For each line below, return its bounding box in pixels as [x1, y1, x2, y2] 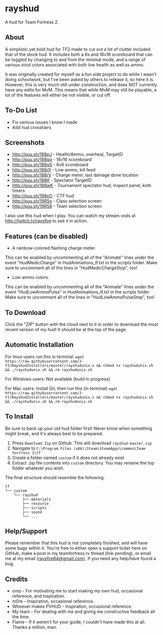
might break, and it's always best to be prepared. [5, 430, 104, 436]
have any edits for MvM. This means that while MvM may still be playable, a [5, 86, 157, 93]
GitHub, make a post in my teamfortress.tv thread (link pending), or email [5, 550, 152, 556]
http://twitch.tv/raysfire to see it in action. [5, 218, 88, 224]
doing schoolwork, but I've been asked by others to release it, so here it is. [5, 76, 155, 82]
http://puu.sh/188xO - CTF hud [12, 193, 74, 199]
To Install [5, 412, 34, 421]
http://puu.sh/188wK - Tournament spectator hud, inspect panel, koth [12, 183, 152, 189]
